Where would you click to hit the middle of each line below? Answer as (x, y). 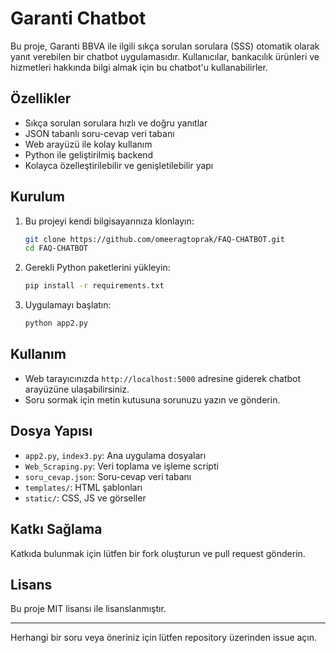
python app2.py (56, 323)
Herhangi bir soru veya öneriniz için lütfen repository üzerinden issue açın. (164, 638)
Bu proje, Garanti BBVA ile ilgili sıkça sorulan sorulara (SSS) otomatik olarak (165, 46)
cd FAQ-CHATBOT (56, 248)
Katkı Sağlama (56, 529)
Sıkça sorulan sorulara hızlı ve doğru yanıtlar (116, 123)
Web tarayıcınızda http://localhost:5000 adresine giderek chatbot (163, 378)
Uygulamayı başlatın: (68, 305)
